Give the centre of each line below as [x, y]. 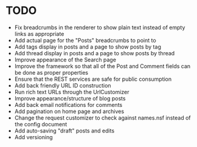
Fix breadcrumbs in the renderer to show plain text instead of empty [100, 27]
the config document [41, 124]
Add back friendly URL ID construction [63, 85]
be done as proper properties [51, 72]
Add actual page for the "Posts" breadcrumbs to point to [85, 40]
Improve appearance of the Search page [65, 60]
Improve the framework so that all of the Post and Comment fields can [102, 66]
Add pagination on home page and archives [69, 111]
